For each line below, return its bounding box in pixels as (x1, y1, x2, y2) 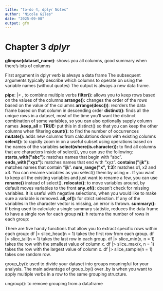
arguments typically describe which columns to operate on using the (5, 77, 143, 83)
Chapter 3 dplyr (5, 42, 70, 53)
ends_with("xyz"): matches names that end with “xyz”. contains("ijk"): (5, 159, 150, 165)
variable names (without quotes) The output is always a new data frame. (5, 83, 150, 89)
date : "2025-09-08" (5, 16, 45, 21)
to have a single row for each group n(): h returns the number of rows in (5, 211, 149, 217)
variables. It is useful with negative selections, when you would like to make (5, 190, 157, 196)
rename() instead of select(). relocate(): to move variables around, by (5, 180, 145, 186)
